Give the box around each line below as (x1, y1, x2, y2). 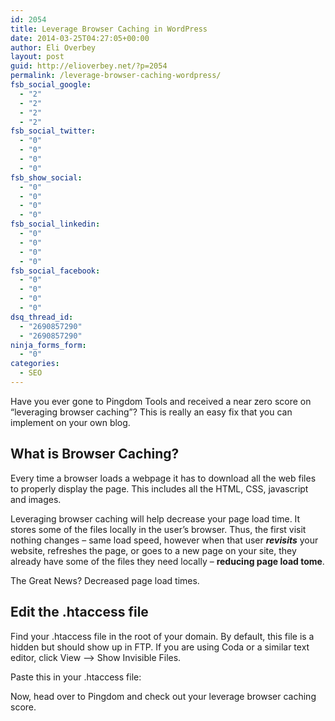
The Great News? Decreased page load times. (10, 574, 200, 586)
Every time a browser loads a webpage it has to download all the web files (10, 472, 317, 484)
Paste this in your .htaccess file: (10, 671, 142, 683)
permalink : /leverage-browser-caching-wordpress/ (10, 71, 222, 81)
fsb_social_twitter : (10, 126, 97, 136)
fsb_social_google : (10, 80, 92, 90)
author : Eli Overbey (10, 42, 97, 53)
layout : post (10, 52, 65, 62)
